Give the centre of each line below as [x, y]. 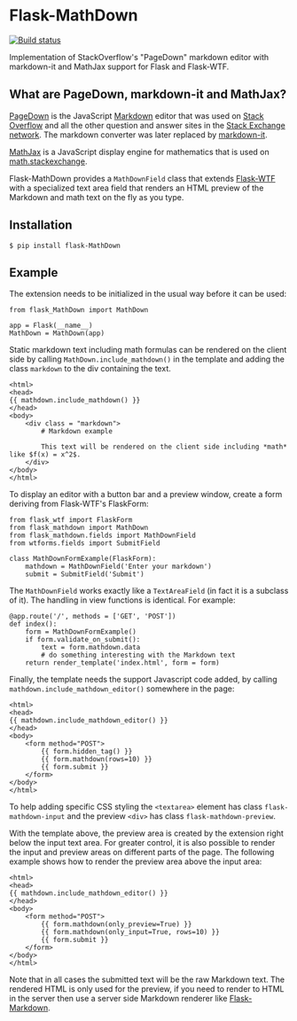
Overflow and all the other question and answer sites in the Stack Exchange [147, 125]
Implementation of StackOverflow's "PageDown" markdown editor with [139, 57]
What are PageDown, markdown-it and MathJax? [148, 94]
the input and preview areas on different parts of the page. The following [142, 853]
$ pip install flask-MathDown [65, 246]
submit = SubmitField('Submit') [85, 574]
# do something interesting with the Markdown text [139, 655]
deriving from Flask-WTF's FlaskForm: [79, 504]
